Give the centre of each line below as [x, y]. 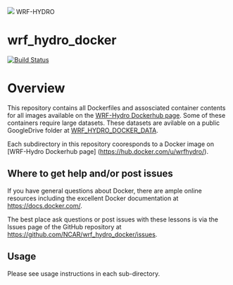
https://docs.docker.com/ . [45, 205]
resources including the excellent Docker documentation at [93, 198]
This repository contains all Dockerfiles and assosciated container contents [116, 108]
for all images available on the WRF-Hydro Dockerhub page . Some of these [116, 115]
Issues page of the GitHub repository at [64, 226]
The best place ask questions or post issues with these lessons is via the [113, 219]
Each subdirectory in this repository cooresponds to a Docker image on [111, 144]
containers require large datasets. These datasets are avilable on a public [114, 123]
